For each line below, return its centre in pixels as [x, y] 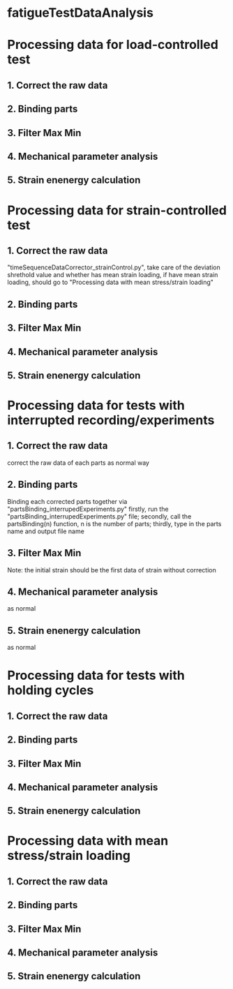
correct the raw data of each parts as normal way [78, 463]
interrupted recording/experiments [111, 421]
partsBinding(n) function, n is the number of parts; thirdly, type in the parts [114, 523]
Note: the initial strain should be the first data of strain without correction [112, 570]
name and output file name [46, 531]
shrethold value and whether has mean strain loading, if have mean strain [113, 275]
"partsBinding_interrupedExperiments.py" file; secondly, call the [99, 516]
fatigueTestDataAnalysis [80, 13]
